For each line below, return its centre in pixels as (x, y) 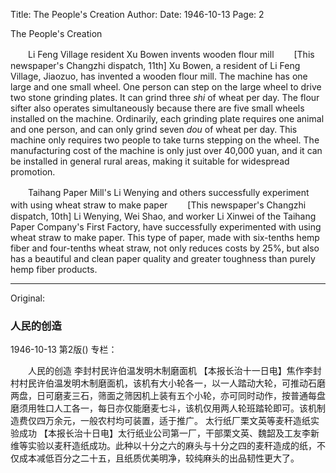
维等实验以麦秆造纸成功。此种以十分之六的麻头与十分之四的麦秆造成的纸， (163, 446)
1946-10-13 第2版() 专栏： (64, 350)
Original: (28, 298)
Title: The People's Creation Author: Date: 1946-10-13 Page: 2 (137, 14)
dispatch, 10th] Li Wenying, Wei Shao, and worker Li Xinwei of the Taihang (163, 216)
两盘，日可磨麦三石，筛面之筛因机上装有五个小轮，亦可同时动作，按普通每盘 (168, 396)
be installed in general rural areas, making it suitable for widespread (150, 161)
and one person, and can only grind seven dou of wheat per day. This (154, 129)
